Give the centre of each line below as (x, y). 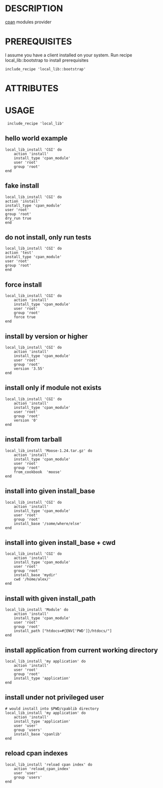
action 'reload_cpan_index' (42, 769)
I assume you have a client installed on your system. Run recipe (69, 55)
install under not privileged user (54, 697)
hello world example (36, 138)
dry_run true (18, 218)
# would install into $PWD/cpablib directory (52, 709)
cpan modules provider (28, 22)
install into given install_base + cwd (60, 543)
